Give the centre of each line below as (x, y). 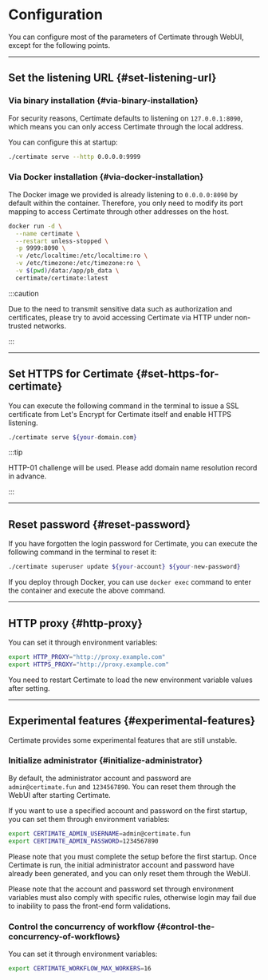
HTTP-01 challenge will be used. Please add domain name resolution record (133, 468)
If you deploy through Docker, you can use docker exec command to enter (130, 582)
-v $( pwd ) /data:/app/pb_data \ (67, 271)
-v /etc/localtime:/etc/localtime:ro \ (82, 256)
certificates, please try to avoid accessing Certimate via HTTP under (121, 317)
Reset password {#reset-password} (100, 524)
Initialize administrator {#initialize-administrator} (106, 760)
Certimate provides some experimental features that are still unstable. (123, 740)
